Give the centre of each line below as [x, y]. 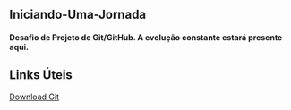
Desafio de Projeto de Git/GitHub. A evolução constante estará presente [146, 37]
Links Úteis [41, 75]
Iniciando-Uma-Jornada [78, 15]
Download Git [34, 97]
